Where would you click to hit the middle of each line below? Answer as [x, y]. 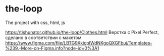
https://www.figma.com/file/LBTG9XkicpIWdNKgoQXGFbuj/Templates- [79, 42]
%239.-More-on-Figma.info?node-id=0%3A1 [52, 48]
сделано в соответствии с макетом [43, 37]
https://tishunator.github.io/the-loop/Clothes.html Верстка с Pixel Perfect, [82, 32]
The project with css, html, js [35, 22]
